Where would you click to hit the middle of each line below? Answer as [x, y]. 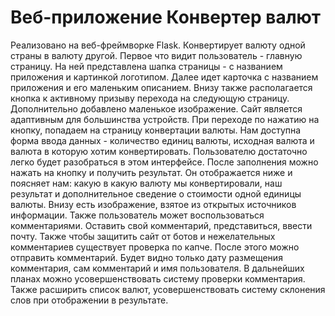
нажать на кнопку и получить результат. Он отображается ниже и [151, 172]
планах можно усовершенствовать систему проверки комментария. [158, 278]
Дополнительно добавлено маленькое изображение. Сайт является [156, 108]
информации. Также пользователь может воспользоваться [137, 215]
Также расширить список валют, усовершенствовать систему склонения [168, 289]
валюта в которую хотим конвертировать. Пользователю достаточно [159, 151]
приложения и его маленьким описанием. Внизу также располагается [161, 87]
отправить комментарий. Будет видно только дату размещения [146, 257]
